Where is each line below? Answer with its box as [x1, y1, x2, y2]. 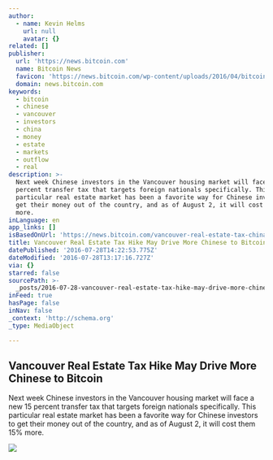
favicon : [15, 72, 45, 80]
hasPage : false [8, 299, 60, 307]
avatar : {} [23, 34, 60, 43]
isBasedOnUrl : [8, 231, 57, 240]
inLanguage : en [8, 216, 60, 224]
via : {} [8, 261, 35, 269]
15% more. [8, 427, 45, 437]
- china [15, 125, 42, 133]
